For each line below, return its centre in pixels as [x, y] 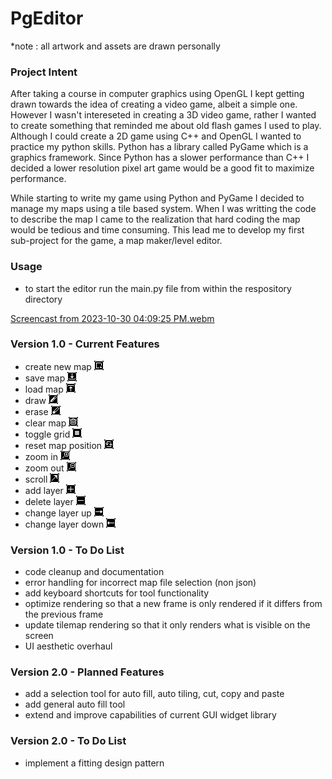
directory [43, 299]
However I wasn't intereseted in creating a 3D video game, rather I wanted [163, 115]
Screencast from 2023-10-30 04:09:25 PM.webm [112, 318]
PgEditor [47, 18]
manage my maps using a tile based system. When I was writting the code [163, 209]
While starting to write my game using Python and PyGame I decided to [157, 198]
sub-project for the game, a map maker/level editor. [116, 241]
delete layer [49, 501]
